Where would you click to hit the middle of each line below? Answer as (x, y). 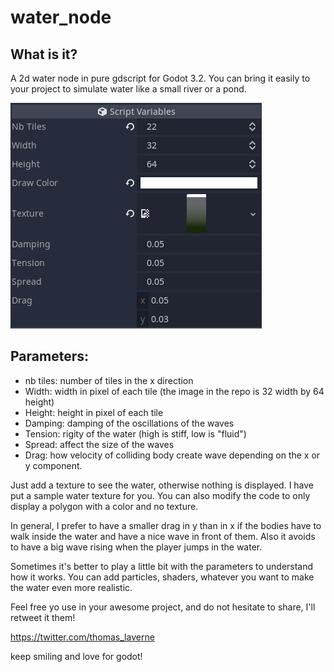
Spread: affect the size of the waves (99, 444)
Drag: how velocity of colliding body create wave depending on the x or (172, 455)
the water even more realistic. (71, 587)
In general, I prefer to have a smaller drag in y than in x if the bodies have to (166, 525)
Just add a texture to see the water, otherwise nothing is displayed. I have (162, 485)
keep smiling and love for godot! (76, 656)
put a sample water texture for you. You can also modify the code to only (160, 495)
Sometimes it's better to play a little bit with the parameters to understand (162, 566)
